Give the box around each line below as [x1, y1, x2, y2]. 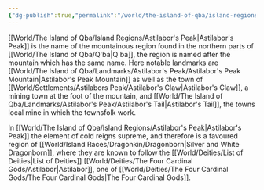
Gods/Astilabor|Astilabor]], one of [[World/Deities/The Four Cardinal [8, 164, 229, 174]
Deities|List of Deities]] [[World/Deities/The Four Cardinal [8, 156, 193, 165]
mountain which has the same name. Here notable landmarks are [8, 58, 218, 67]
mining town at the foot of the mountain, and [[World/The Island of [8, 91, 223, 100]
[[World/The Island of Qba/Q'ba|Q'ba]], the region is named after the [8, 49, 231, 59]
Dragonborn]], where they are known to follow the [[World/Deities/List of [8, 148, 244, 157]
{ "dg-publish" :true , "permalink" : [8, 11, 118, 20]
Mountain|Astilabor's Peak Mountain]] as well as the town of [8, 74, 203, 84]
